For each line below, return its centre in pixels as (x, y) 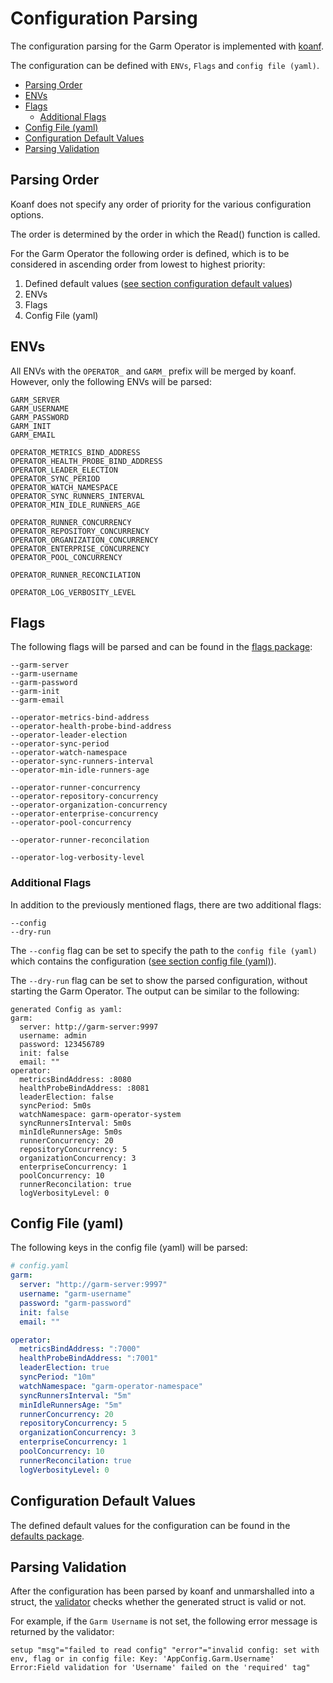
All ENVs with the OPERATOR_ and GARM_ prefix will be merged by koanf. (153, 371)
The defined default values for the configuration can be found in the (150, 1525)
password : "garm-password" (75, 1303)
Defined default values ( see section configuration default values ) (158, 283)
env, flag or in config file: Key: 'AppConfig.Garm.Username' (142, 1659)
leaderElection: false (66, 1097)
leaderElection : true (64, 1368)
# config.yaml (40, 1266)
